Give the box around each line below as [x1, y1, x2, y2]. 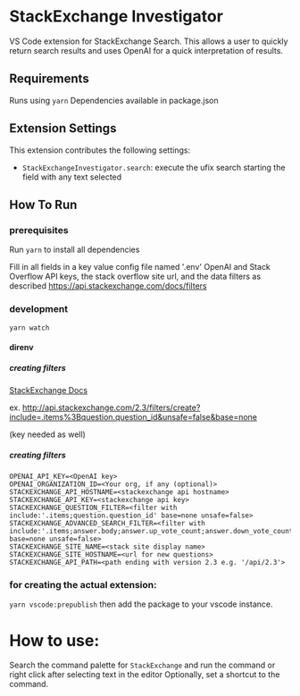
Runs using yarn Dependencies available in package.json [9, 95, 219, 105]
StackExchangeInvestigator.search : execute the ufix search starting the [21, 162, 286, 172]
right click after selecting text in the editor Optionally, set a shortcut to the [9, 669, 280, 680]
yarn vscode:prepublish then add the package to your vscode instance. [9, 599, 273, 609]
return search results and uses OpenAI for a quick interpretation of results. [9, 45, 284, 55]
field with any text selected [21, 172, 122, 182]
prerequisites [9, 223, 69, 236]
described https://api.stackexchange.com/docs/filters [9, 281, 207, 291]
